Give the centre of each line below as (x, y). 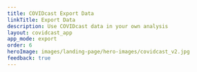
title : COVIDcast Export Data (51, 13)
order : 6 (20, 45)
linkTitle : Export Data (41, 20)
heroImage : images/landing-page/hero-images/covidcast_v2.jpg (98, 52)
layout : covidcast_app (40, 33)
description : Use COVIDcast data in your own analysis (88, 26)
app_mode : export (32, 39)
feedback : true (29, 58)
